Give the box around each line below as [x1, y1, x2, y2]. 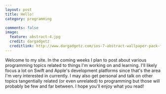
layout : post [5, 7, 32, 12]
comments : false [5, 25, 39, 30]
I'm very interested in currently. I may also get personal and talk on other [5, 72, 153, 79]
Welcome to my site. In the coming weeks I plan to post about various [5, 57, 147, 63]
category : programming [5, 16, 52, 21]
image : [5, 30, 19, 35]
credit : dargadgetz [9, 39, 50, 44]
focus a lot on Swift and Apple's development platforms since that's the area [5, 67, 161, 73]
